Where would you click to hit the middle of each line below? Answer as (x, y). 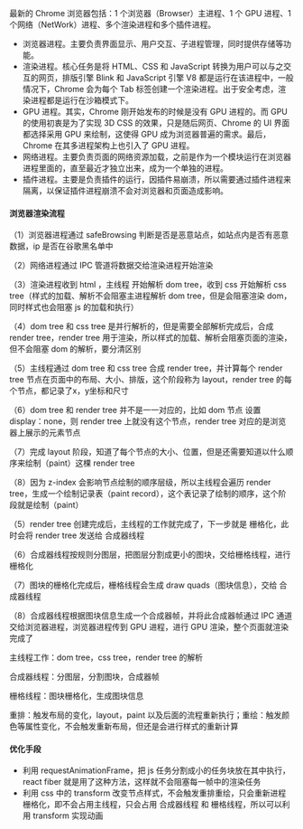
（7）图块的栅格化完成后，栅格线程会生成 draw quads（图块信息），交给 (143, 585)
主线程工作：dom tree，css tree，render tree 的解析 (106, 657)
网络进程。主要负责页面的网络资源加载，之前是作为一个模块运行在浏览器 (156, 157)
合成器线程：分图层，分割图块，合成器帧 (84, 677)
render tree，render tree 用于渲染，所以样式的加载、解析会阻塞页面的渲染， (151, 338)
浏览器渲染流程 (37, 213)
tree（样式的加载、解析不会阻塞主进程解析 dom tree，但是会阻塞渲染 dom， (151, 296)
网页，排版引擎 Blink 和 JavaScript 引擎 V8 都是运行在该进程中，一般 (166, 78)
